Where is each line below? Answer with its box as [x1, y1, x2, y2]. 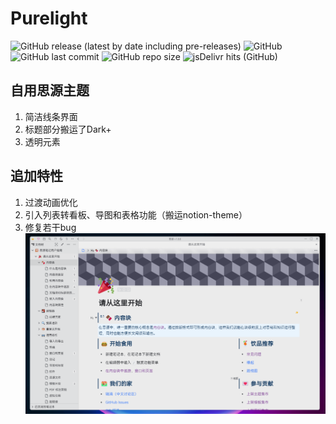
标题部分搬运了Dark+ [24, 123, 112, 135]
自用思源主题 [10, 82, 90, 99]
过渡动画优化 [24, 196, 78, 208]
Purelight [10, 7, 88, 30]
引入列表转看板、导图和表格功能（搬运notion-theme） [24, 208, 248, 221]
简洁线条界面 [24, 110, 78, 122]
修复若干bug [24, 221, 77, 233]
